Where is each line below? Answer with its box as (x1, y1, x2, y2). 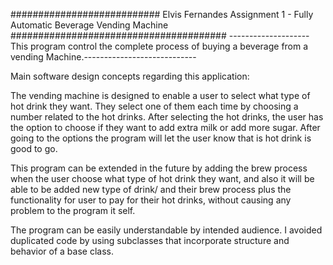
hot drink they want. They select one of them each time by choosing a (10, 100, 299, 112)
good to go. (10, 143, 58, 154)
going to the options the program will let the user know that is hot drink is (10, 132, 312, 144)
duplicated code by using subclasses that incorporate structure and (10, 235, 290, 246)
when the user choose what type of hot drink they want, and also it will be (10, 173, 315, 184)
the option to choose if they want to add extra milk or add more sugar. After (10, 122, 321, 133)
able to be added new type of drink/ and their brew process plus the (10, 184, 292, 195)
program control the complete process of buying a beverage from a (30, 40, 309, 52)
